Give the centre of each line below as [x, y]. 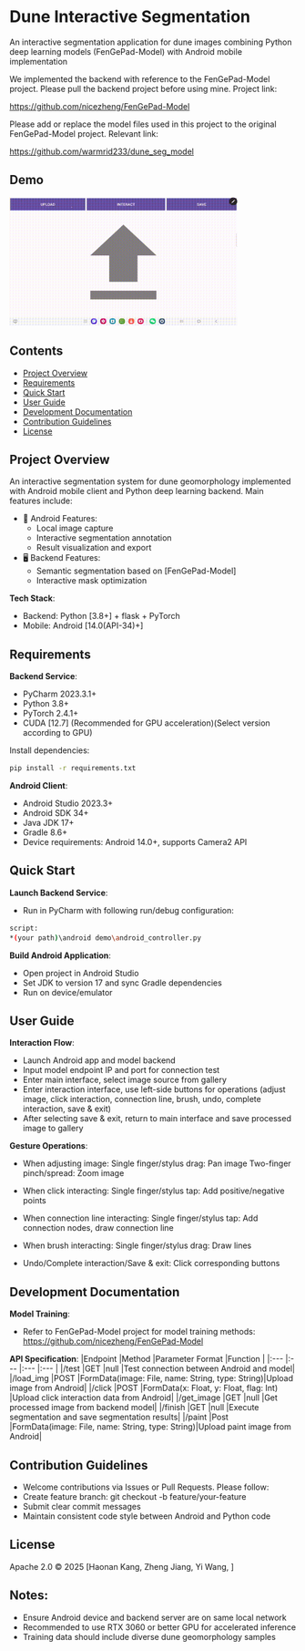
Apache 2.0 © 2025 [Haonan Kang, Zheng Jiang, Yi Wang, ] [122, 1566]
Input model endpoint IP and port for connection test [121, 1070]
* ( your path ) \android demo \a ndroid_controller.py [106, 938]
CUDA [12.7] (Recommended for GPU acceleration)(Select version [146, 723]
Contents [36, 351]
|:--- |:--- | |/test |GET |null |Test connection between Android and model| [157, 1368]
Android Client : [39, 786]
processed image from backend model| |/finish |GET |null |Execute [134, 1408]
